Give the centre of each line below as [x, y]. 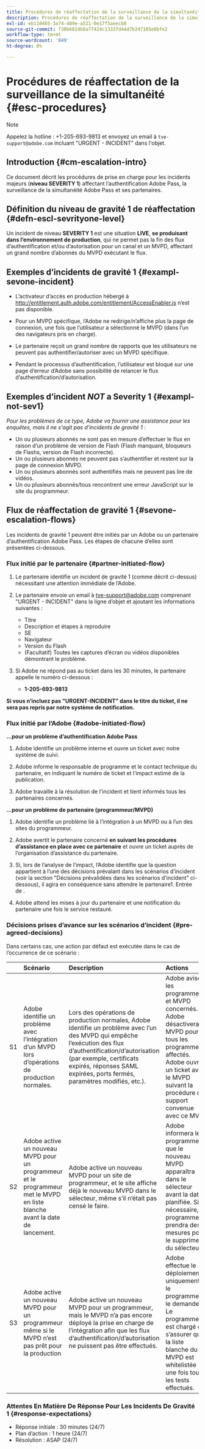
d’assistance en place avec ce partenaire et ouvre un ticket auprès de [104, 847]
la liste [175, 1341]
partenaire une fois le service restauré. [64, 909]
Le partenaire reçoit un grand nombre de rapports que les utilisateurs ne [106, 346]
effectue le [181, 1265]
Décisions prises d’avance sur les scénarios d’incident [89, 925]
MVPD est [180, 1357]
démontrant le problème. [55, 659]
